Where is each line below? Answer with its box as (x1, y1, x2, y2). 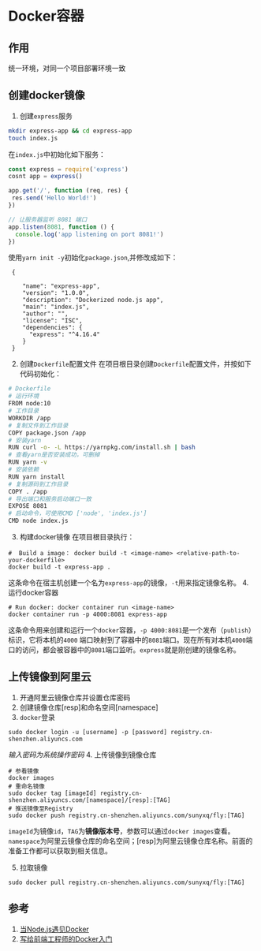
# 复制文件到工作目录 (8, 421, 69, 430)
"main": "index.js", (22, 303, 90, 311)
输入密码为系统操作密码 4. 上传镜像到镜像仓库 (8, 750, 157, 759)
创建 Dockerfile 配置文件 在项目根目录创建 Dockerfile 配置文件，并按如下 (19, 360, 252, 369)
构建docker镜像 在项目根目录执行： (19, 532, 135, 542)
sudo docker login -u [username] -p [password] (8, 728, 168, 736)
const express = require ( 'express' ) (8, 165, 129, 173)
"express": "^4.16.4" (28, 330, 101, 339)
